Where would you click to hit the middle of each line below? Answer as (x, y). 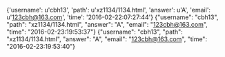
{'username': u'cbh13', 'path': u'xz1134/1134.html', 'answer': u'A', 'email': (109, 10)
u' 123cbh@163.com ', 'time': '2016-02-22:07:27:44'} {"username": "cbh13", (112, 17)
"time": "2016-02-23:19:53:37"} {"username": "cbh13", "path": (95, 32)
